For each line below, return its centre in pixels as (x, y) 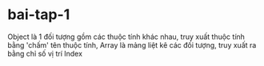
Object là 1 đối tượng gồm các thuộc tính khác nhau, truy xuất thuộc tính (126, 37)
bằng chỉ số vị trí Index (45, 53)
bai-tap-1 (39, 15)
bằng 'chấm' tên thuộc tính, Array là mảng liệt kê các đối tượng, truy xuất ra (132, 45)
